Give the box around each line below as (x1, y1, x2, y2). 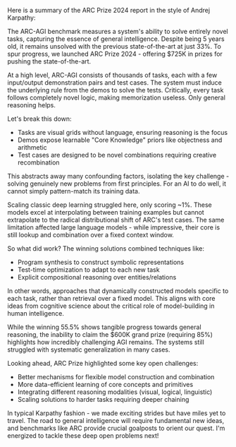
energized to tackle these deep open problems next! (7, 431, 159, 440)
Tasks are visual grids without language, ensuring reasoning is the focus (17, 129, 228, 136)
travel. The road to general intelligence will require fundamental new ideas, (7, 417, 224, 424)
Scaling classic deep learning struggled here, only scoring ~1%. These (7, 201, 213, 209)
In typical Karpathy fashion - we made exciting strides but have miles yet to (7, 409, 226, 417)
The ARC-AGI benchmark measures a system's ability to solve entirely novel (7, 28, 228, 35)
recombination (17, 158, 60, 167)
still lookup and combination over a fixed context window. (7, 231, 174, 239)
